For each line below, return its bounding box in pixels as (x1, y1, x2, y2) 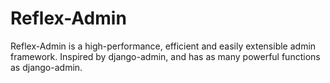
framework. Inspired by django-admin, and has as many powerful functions (10, 50, 321, 62)
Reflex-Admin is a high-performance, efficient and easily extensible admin (10, 40, 317, 52)
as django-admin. (10, 61, 83, 73)
